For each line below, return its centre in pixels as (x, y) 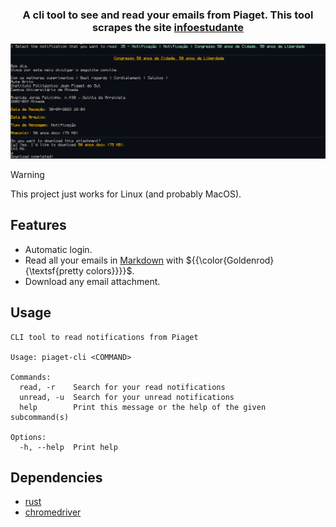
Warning (27, 174)
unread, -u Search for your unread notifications (127, 397)
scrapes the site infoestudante (168, 27)
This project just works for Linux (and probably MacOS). (126, 194)
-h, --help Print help (68, 447)
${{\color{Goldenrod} (230, 260)
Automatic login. (58, 249)
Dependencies (56, 477)
